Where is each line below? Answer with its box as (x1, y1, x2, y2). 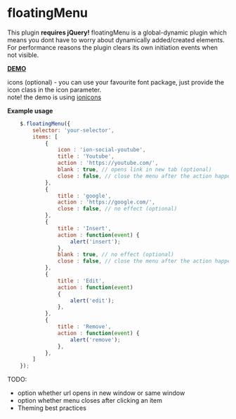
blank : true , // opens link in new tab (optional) (57, 166, 212, 173)
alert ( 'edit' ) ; (70, 297, 114, 304)
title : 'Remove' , (57, 323, 112, 330)
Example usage (7, 106, 53, 115)
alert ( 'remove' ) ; (70, 336, 121, 343)
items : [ (32, 133, 58, 140)
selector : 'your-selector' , (32, 127, 114, 134)
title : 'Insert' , (57, 225, 112, 232)
